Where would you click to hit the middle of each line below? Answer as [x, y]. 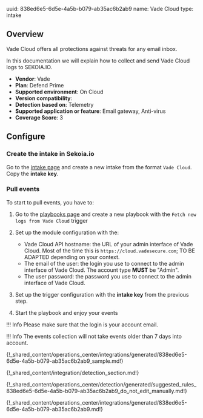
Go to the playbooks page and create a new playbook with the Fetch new [105, 214]
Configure [26, 137]
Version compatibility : [44, 98]
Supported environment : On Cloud [59, 92]
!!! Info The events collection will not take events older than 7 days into [94, 336]
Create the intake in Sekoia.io [50, 154]
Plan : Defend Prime [39, 85]
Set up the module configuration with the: [67, 232]
